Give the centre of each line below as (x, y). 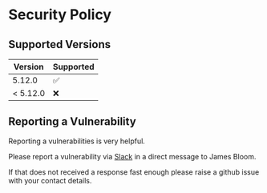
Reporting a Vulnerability (72, 122)
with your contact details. (50, 180)
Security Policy (60, 15)
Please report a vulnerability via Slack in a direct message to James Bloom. (132, 156)
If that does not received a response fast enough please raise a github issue (134, 172)
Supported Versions (59, 44)
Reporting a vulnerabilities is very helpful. (77, 141)
